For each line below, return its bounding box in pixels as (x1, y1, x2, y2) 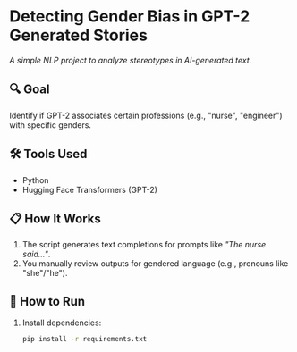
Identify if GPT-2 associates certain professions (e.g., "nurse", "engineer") (9, 110, 284, 121)
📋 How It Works (9, 211, 101, 226)
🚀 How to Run (9, 293, 86, 309)
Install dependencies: (21, 317, 102, 328)
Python (21, 174, 49, 185)
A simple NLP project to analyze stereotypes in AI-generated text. (9, 54, 252, 65)
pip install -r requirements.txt (21, 335, 148, 344)
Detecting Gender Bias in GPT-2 (9, 6, 250, 27)
